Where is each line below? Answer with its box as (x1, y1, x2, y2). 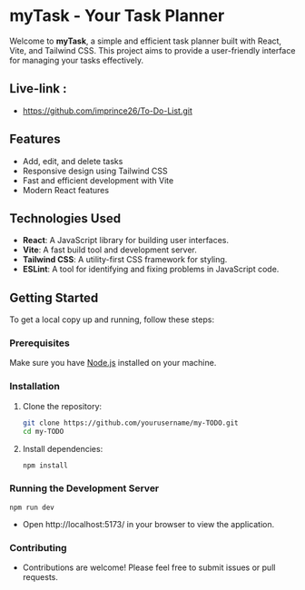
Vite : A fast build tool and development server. (22, 244, 198, 255)
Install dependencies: (22, 443, 103, 454)
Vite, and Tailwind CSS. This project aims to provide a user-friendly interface (9, 44, 296, 55)
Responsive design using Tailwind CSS (22, 165, 168, 176)
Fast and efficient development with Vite (22, 174, 174, 186)
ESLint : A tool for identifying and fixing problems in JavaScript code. (22, 264, 280, 275)
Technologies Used (9, 211, 121, 226)
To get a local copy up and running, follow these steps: (9, 314, 215, 325)
